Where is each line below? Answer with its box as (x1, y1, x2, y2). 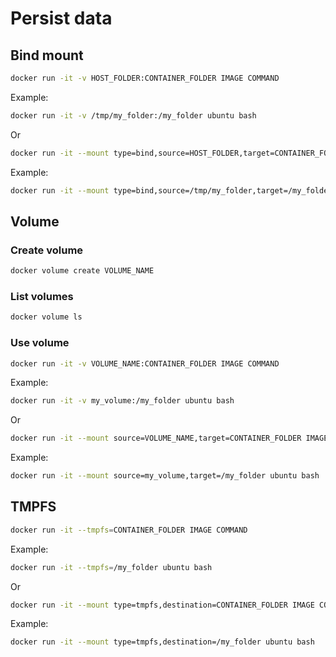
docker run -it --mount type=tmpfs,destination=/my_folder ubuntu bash (10, 637, 315, 647)
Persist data (10, 7, 113, 30)
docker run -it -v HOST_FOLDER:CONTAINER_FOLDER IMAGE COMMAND (10, 73, 280, 83)
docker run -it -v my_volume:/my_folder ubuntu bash (10, 396, 235, 406)
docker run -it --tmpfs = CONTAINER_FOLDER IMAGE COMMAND (10, 525, 248, 535)
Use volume (10, 336, 70, 350)
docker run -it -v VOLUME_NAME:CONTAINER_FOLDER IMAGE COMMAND (10, 358, 280, 369)
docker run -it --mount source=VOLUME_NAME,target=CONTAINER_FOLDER (10, 433, 302, 444)
